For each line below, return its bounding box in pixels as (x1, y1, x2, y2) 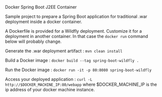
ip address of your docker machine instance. (5, 87, 95, 92)
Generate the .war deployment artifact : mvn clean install (5, 48, 123, 54)
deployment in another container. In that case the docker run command (5, 34, 148, 39)
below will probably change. (5, 39, 62, 44)
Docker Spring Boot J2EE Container (5, 4, 77, 10)
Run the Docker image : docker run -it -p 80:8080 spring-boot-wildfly (5, 67, 152, 73)
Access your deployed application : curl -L (5, 77, 93, 82)
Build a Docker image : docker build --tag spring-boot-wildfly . (5, 58, 139, 63)
